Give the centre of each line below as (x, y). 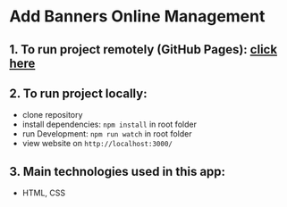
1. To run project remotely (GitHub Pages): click (143, 50)
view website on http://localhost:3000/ (97, 144)
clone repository (52, 115)
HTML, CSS (43, 193)
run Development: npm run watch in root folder (107, 134)
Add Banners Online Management (137, 17)
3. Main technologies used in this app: (118, 171)
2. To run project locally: (78, 93)
